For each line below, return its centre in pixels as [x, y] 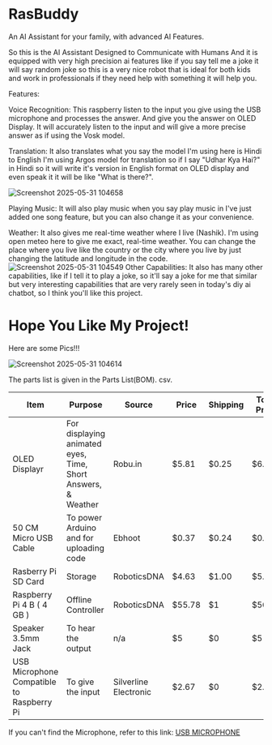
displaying [86, 433]
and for [80, 537]
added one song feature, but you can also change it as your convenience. [131, 216]
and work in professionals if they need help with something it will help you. [133, 78]
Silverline [131, 682]
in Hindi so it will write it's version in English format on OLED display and [129, 168]
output [79, 648]
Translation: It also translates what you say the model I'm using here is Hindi [135, 151]
